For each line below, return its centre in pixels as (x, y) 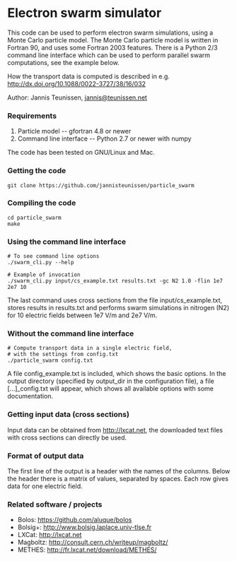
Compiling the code (42, 203)
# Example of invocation (44, 275)
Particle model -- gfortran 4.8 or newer (74, 131)
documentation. (30, 396)
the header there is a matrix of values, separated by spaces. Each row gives (118, 479)
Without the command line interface (71, 333)
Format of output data (46, 456)
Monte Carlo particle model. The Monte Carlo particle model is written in (113, 40)
